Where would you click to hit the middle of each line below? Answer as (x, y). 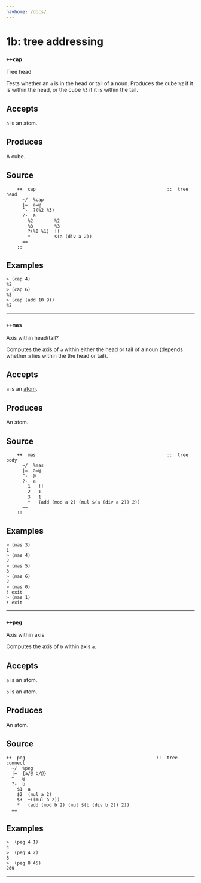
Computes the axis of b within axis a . (51, 646)
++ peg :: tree (92, 758)
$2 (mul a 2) (34, 794)
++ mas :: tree (103, 455)
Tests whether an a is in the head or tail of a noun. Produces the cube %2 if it (100, 83)
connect (16, 763)
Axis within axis (25, 635)
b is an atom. (22, 692)
